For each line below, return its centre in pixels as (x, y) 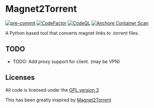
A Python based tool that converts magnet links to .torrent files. (72, 33)
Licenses (20, 78)
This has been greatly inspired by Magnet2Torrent (58, 100)
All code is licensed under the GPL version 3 (52, 90)
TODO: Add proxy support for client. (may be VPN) (66, 61)
